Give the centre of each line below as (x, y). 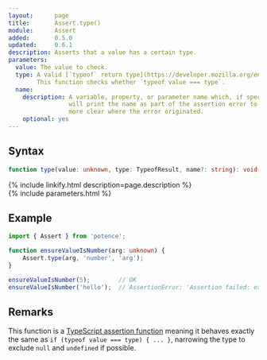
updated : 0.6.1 (41, 45)
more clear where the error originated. (136, 112)
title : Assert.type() (55, 23)
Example (30, 218)
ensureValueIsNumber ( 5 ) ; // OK (72, 280)
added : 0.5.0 (41, 38)
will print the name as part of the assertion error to (163, 104)
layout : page (39, 15)
